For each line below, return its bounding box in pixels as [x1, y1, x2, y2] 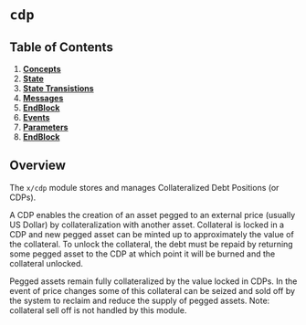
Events [22, 112, 50, 122]
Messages [22, 93, 64, 103]
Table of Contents [9, 39, 114, 55]
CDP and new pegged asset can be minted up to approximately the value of [9, 228, 294, 239]
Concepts [22, 64, 61, 74]
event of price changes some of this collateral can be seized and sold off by [9, 285, 295, 296]
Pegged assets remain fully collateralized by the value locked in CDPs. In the [9, 276, 298, 287]
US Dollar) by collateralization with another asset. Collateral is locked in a [9, 219, 285, 230]
